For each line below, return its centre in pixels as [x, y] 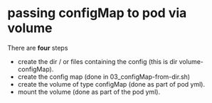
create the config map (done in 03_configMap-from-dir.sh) [104, 77]
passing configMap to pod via [97, 13]
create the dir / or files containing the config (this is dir [97, 61]
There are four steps [38, 48]
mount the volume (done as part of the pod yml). [89, 92]
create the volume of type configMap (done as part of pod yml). [111, 84]
